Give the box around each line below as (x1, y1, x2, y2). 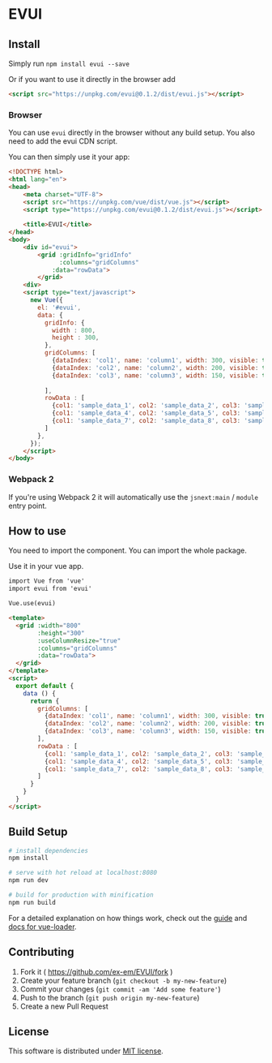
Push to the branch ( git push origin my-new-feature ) (19, 992, 200, 1002)
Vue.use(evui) (8, 600, 57, 608)
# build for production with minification (8, 891, 154, 899)
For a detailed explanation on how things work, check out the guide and (8, 913, 248, 923)
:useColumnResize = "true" (37, 636, 121, 645)
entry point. (8, 501, 47, 510)
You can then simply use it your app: (8, 152, 130, 162)
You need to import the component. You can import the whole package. (8, 545, 247, 556)
